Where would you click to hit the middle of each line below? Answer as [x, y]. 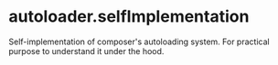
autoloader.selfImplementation [129, 17]
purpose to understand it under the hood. [86, 51]
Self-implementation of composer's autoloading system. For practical [139, 42]
